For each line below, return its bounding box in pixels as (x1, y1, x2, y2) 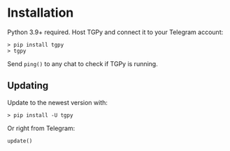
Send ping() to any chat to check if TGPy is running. (7, 59, 159, 67)
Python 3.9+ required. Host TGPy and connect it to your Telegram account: (7, 28, 224, 36)
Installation (7, 5, 74, 21)
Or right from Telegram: (7, 124, 76, 132)
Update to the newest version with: (7, 98, 108, 106)
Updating (7, 80, 49, 92)
